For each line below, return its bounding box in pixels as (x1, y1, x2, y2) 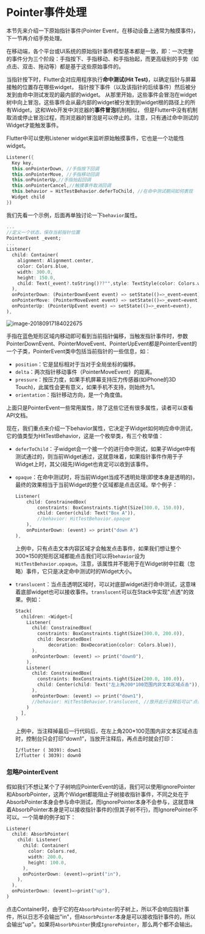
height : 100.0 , (28, 860, 67, 866)
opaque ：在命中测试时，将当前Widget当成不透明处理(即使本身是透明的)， (15, 473, 198, 481)
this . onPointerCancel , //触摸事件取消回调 (12, 182, 112, 189)
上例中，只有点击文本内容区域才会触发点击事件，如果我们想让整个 (15, 544, 181, 552)
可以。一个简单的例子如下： (6, 813, 76, 821)
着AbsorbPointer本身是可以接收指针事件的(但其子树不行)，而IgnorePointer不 (6, 806, 198, 813)
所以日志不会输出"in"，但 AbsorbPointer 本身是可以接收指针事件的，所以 (16, 913, 196, 920)
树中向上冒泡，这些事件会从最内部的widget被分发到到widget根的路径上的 (6, 98, 190, 106)
